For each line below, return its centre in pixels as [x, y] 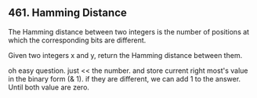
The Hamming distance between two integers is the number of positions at [128, 31]
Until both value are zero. [49, 87]
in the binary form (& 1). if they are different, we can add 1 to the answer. [125, 78]
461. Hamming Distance [67, 13]
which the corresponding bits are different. [77, 40]
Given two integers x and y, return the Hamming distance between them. [125, 55]
